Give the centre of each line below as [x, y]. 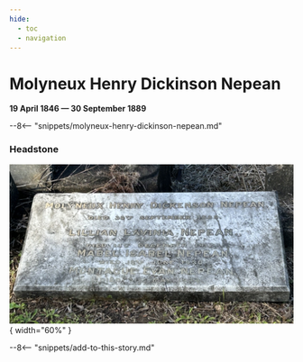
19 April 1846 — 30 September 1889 [78, 109]
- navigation [42, 38]
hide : [19, 19]
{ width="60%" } [41, 330]
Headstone [34, 149]
